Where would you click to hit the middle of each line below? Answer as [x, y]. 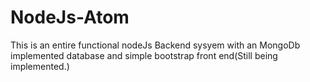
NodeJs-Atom [70, 17]
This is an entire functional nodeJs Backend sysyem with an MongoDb [155, 45]
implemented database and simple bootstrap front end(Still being [144, 55]
